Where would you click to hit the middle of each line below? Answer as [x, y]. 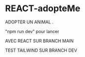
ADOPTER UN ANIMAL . [29, 22]
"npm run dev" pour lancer [32, 31]
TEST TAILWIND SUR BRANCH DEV [41, 50]
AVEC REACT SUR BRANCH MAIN [39, 41]
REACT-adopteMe [43, 9]
